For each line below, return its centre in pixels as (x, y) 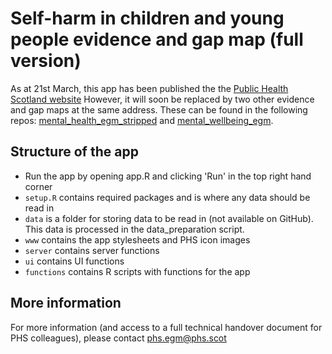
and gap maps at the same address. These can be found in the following (159, 109)
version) (46, 61)
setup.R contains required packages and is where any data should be (167, 197)
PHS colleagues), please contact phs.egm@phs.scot (118, 338)
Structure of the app (74, 152)
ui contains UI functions (74, 261)
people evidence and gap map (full (157, 39)
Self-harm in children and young (147, 18)
